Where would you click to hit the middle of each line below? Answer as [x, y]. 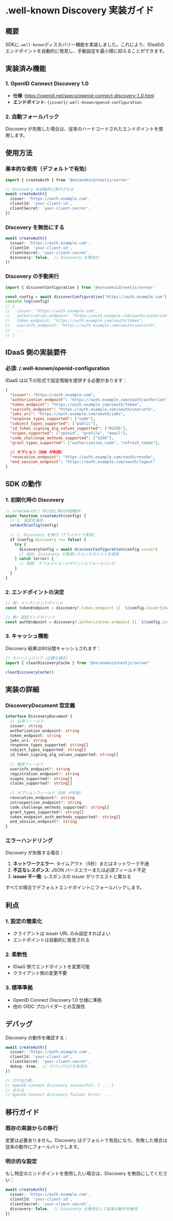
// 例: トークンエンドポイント [34, 603]
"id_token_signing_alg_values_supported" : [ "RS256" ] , [69, 429]
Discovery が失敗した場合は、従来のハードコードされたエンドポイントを [82, 129]
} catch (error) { [34, 559]
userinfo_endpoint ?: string [40, 769]
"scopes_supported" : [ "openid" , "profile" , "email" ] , [69, 433]
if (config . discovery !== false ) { [48, 539]
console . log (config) [28, 302]
